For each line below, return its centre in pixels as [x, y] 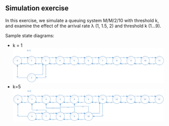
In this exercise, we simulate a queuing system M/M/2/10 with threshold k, [82, 20]
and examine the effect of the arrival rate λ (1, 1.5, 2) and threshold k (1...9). [83, 26]
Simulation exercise [37, 8]
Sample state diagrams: [30, 35]
